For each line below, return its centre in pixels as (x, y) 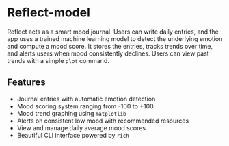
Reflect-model (49, 13)
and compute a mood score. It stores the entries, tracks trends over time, (110, 46)
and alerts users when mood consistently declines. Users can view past (108, 53)
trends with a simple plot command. (58, 60)
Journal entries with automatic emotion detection (86, 99)
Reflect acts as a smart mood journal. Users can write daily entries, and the (113, 32)
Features (26, 83)
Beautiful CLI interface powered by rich (73, 135)
